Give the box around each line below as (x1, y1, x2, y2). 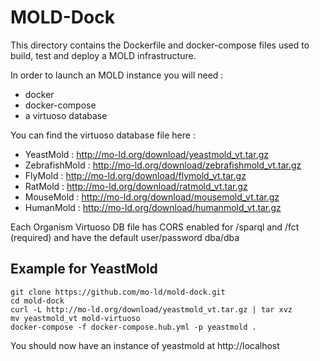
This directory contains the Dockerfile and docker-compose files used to (10, 39, 310, 51)
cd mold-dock (10, 296, 65, 306)
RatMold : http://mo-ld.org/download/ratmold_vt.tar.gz (24, 180, 248, 192)
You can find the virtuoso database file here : (10, 129, 196, 141)
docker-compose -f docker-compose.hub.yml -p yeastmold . (10, 322, 257, 332)
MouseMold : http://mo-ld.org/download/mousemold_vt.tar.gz (24, 191, 280, 203)
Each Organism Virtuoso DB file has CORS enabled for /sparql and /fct (10, 221, 300, 233)
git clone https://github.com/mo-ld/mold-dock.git (10, 287, 226, 297)
